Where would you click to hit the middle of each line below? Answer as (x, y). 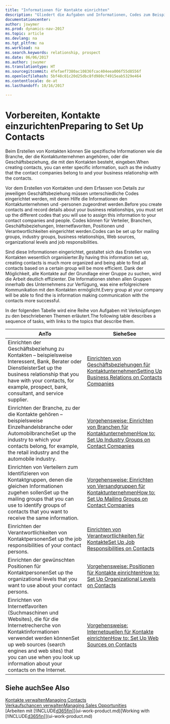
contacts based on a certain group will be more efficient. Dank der (74, 268)
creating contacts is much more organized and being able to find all (76, 263)
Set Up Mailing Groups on (117, 499)
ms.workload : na (22, 48)
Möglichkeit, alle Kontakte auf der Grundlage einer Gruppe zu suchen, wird (83, 273)
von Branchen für (108, 427)
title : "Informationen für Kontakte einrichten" (57, 10)
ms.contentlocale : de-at (31, 81)
